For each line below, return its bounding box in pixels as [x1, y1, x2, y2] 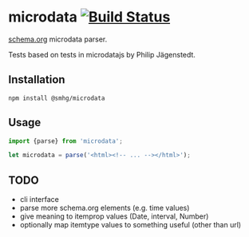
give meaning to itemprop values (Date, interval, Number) [19, 211, 209, 221]
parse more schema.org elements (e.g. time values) [19, 203, 190, 213]
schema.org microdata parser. [8, 34, 108, 44]
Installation [8, 73, 65, 87]
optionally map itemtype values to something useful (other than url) [19, 220, 242, 230]
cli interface [19, 195, 60, 204]
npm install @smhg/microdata [8, 94, 105, 102]
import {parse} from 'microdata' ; [8, 136, 124, 145]
